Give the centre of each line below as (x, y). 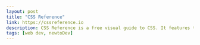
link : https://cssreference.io (45, 22)
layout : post (22, 11)
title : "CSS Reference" (36, 17)
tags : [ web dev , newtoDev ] (40, 33)
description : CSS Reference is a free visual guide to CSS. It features (98, 28)
